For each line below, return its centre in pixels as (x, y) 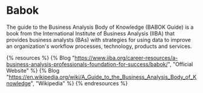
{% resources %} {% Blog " (40, 58)
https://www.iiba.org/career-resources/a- (126, 58)
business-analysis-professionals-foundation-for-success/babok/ (87, 64)
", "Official (180, 64)
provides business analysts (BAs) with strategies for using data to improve (99, 40)
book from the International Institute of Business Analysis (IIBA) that (91, 33)
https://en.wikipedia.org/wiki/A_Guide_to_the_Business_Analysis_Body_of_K (103, 77)
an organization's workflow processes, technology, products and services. (99, 46)
